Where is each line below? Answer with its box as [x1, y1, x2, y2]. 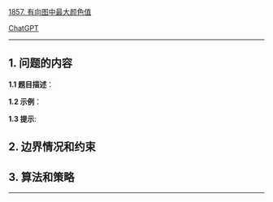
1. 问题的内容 [8, 56, 73, 71]
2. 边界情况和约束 [8, 140, 96, 154]
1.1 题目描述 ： [8, 80, 54, 89]
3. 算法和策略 [8, 170, 75, 184]
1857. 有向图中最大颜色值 [8, 7, 92, 16]
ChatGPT [8, 24, 39, 32]
